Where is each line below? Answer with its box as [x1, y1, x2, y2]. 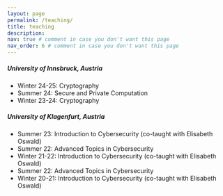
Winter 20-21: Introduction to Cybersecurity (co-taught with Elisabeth [17, 174, 217, 182]
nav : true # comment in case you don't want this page [7, 36, 170, 43]
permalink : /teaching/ [7, 17, 73, 24]
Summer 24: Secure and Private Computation [17, 88, 148, 97]
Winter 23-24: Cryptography [17, 96, 100, 104]
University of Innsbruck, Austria [7, 64, 103, 72]
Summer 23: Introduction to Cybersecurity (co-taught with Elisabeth [17, 129, 213, 138]
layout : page [7, 10, 45, 17]
